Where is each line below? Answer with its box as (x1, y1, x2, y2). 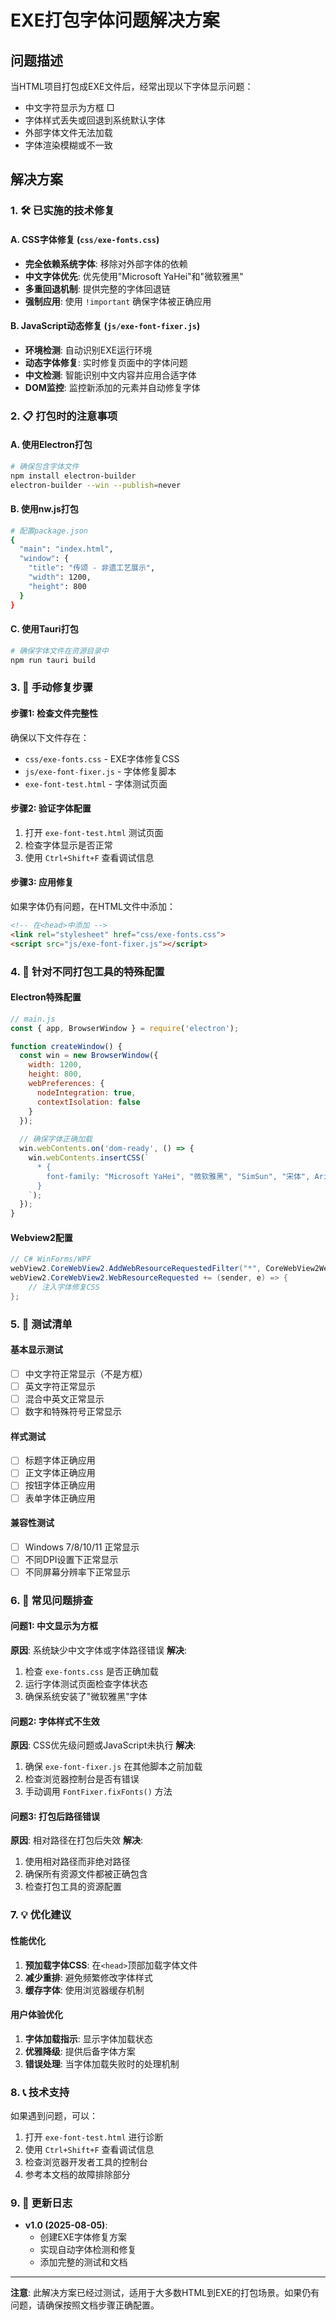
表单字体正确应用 (24, 1492, 96, 1504)
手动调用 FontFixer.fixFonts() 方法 (24, 1786, 173, 1798)
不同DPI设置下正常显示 (24, 1553, 119, 1565)
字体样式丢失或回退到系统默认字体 (24, 114, 166, 126)
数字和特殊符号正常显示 (24, 1406, 122, 1418)
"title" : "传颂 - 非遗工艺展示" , (28, 563, 156, 573)
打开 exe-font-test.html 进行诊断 (24, 2131, 164, 2143)
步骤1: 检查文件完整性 (10, 707, 99, 720)
